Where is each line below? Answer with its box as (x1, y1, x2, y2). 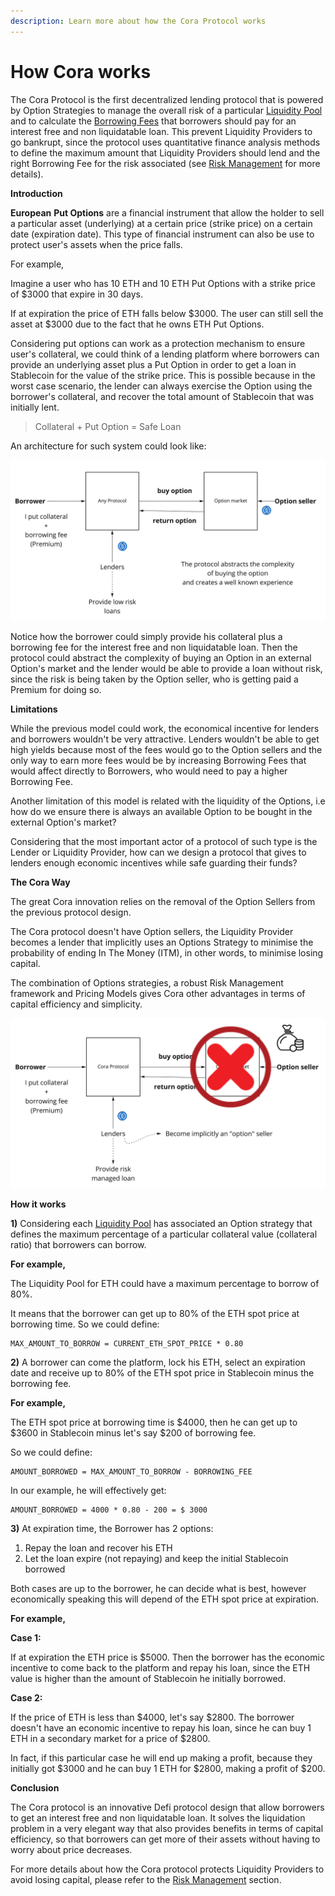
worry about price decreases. (10, 1844, 133, 1856)
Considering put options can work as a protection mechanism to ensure (10, 337, 306, 349)
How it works (10, 1198, 67, 1210)
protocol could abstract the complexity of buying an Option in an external (10, 652, 312, 664)
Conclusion (10, 1782, 60, 1794)
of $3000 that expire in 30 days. (10, 288, 143, 300)
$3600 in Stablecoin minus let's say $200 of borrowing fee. (10, 1427, 257, 1439)
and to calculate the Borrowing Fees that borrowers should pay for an (10, 115, 297, 127)
